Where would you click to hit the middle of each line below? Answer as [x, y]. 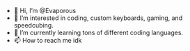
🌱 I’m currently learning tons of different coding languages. [98, 32]
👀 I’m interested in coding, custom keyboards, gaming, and [98, 18]
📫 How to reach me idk [48, 40]
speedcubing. [33, 25]
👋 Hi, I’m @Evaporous [45, 11]
